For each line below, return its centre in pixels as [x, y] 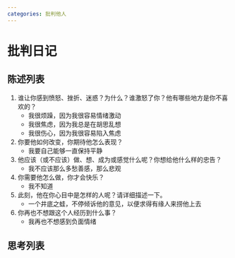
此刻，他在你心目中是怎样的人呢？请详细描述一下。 [92, 194]
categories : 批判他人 [37, 14]
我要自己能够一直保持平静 [65, 151]
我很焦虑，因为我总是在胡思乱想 [74, 124]
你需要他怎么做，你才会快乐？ [61, 177]
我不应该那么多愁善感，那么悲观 [74, 168]
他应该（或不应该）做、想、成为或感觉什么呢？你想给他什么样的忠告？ [120, 159]
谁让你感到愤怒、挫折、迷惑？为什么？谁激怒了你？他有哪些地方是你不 [120, 98]
